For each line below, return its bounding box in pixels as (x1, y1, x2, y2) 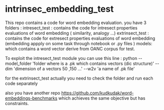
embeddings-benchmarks (5, 95, 58, 101)
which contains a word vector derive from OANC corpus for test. (5, 46, 135, 52)
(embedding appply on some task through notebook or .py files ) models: (5, 40, 153, 46)
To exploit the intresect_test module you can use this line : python (5, 55, 138, 61)
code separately (5, 80, 38, 86)
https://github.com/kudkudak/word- (61, 90, 134, 96)
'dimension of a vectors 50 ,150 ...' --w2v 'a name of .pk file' (14, 65, 135, 72)
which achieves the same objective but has (58, 95, 145, 101)
